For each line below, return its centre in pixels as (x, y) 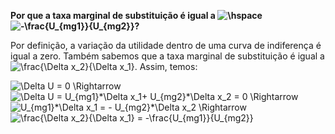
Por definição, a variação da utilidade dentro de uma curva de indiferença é (166, 45)
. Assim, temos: (166, 66)
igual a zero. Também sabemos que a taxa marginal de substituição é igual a (167, 56)
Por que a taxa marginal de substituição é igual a (113, 15)
